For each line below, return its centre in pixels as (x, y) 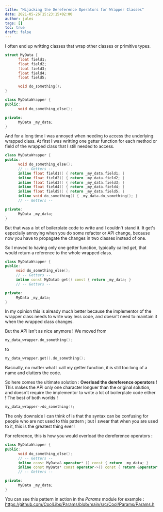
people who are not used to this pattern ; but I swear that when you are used (81, 421)
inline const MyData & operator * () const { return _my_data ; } (83, 463)
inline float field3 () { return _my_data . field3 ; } (71, 182)
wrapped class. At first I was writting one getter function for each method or (81, 141)
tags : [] (14, 23)
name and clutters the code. (33, 373)
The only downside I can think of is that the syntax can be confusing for (77, 416)
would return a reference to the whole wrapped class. (59, 253)
